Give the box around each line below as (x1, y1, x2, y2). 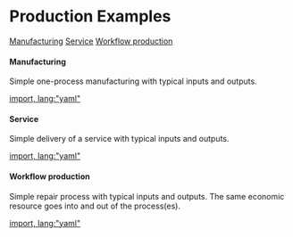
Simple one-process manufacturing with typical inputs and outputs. (9, 76, 257, 86)
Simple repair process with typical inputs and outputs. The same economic (9, 191, 285, 201)
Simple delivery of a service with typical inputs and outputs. (9, 134, 230, 144)
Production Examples (9, 6, 172, 27)
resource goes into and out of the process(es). (9, 200, 181, 211)
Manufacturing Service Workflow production (9, 36, 173, 46)
